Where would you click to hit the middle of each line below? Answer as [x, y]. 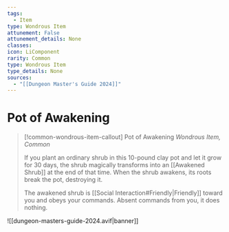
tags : [15, 13]
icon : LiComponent [33, 52]
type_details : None [35, 71]
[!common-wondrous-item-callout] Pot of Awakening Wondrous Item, [122, 137]
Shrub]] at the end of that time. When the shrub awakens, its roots [118, 172]
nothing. [36, 208]
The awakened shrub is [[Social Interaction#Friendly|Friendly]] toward [123, 193]
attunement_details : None [44, 39]
